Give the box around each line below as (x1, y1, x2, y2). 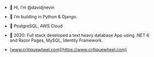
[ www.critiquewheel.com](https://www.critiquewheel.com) (9, 47, 127, 52)
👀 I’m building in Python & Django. (9, 14, 77, 19)
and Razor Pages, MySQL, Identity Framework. (9, 37, 103, 43)
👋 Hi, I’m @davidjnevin (9, 5, 55, 10)
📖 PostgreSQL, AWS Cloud (9, 23, 63, 29)
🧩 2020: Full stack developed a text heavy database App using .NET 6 (9, 33, 149, 38)
